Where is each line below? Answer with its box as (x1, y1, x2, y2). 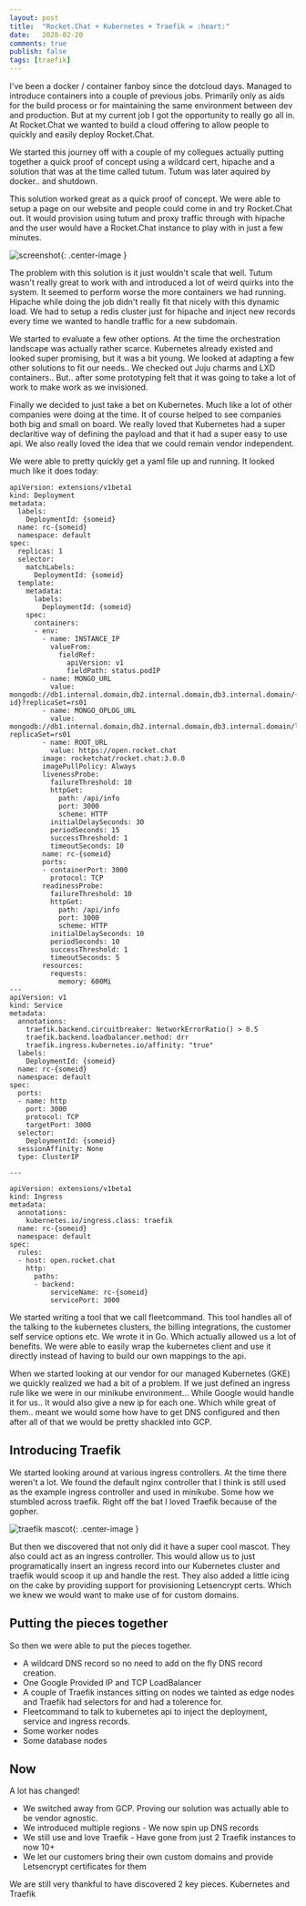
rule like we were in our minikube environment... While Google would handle (9, 1388, 294, 1398)
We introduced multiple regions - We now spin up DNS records (22, 1822, 260, 1833)
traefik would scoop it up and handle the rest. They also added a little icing (9, 1570, 290, 1581)
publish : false (9, 47, 67, 56)
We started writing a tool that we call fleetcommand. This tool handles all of (9, 1312, 292, 1322)
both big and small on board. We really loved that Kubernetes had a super (9, 419, 286, 429)
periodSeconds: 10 (49, 937, 120, 946)
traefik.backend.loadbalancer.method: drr (25, 1033, 189, 1042)
